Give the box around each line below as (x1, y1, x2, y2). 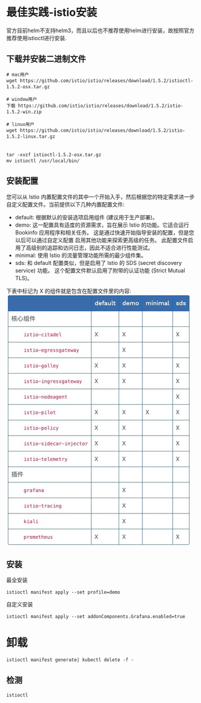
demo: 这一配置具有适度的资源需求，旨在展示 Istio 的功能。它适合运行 (15, 221, 189, 228)
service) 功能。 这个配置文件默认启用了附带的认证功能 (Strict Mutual (15, 267, 186, 274)
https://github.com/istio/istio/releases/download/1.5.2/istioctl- (19, 77, 194, 84)
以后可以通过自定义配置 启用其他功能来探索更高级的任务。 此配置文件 (15, 236, 188, 244)
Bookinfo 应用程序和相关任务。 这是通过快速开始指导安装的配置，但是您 (15, 228, 195, 236)
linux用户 (12, 121, 35, 128)
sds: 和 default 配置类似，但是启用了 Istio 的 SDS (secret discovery (15, 259, 182, 266)
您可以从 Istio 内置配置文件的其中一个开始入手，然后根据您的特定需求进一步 (6, 193, 195, 201)
